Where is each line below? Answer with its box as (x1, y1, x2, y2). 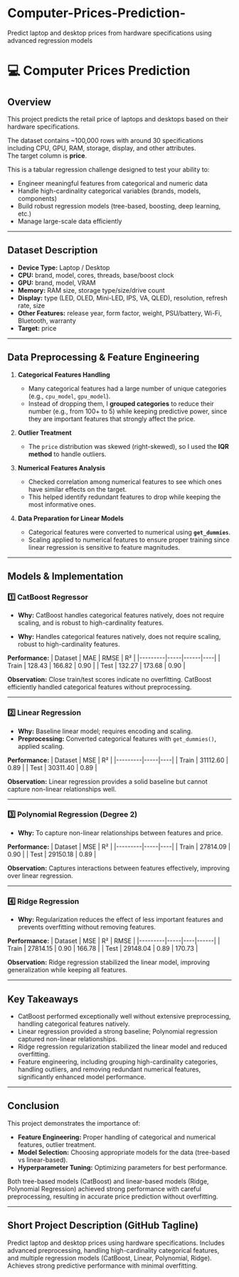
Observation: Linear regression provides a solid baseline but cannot (7, 777, 208, 786)
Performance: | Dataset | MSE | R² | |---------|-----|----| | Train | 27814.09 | (7, 842, 231, 851)
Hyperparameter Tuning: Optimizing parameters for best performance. (17, 1163, 228, 1171)
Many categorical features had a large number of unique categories (28, 384, 227, 393)
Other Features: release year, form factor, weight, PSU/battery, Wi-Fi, (17, 308, 223, 317)
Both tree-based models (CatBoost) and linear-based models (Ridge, (7, 1176, 209, 1186)
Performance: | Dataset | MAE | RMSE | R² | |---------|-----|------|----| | (7, 654, 221, 662)
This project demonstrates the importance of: (7, 1119, 141, 1127)
